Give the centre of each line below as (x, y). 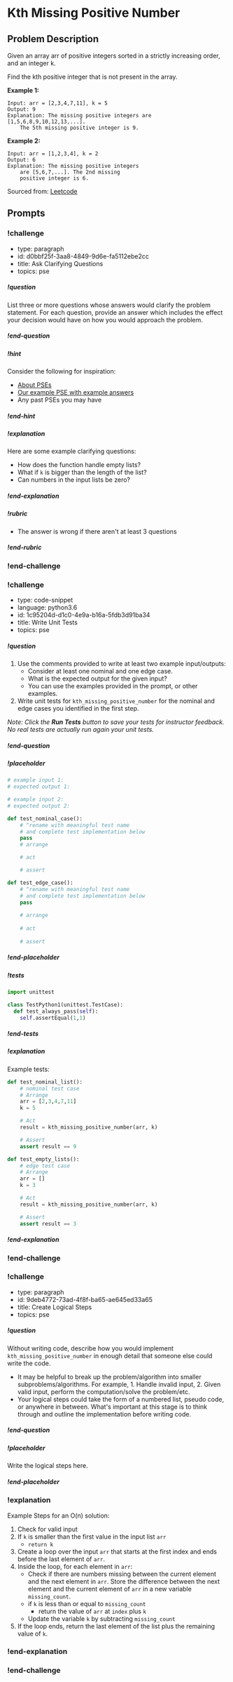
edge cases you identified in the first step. (78, 708)
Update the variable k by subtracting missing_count (101, 1618)
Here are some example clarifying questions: (72, 452)
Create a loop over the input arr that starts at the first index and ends (117, 1551)
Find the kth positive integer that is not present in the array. (92, 77)
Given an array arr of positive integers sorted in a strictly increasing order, (114, 55)
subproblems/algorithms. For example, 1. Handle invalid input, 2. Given (119, 1384)
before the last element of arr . (61, 1559)
